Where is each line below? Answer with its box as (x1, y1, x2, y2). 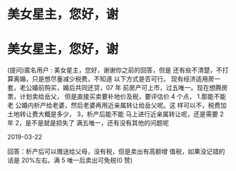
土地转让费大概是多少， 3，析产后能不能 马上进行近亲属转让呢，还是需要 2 (7, 110, 224, 118)
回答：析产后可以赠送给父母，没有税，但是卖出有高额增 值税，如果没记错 (7, 147, 219, 156)
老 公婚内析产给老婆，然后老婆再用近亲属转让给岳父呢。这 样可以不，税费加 (7, 101, 227, 110)
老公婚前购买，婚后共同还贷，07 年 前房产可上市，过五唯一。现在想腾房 (19, 84, 228, 92)
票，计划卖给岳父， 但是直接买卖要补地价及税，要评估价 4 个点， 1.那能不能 (7, 92, 227, 101)
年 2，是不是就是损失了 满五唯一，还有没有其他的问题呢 (7, 119, 169, 127)
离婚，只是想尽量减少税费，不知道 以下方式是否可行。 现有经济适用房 (13, 75, 215, 83)
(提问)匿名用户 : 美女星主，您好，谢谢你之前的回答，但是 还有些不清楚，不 (7, 66, 223, 75)
